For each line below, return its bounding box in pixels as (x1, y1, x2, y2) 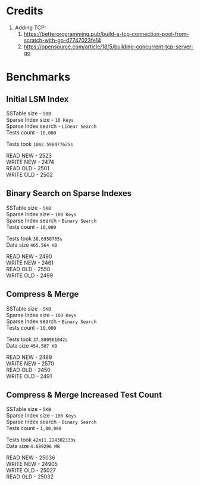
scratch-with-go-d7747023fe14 (23, 36, 101, 44)
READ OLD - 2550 (6, 265, 51, 272)
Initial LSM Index (6, 94, 69, 104)
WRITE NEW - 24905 (6, 461, 58, 468)
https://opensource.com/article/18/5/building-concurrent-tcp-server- (23, 43, 194, 50)
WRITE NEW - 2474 (6, 158, 55, 165)
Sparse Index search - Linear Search (6, 122, 97, 130)
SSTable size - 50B (6, 109, 52, 117)
